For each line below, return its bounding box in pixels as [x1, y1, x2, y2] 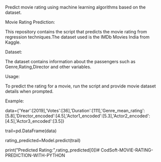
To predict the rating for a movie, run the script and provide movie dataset [5, 83, 156, 89]
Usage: [5, 74, 20, 79]
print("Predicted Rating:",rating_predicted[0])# [5, 147, 100, 153]
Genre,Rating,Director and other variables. [5, 64, 92, 70]
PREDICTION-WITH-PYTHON [5, 153, 65, 158]
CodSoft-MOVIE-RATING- [101, 147, 154, 153]
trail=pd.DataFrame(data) [5, 128, 57, 134]
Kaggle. [5, 39, 21, 45]
